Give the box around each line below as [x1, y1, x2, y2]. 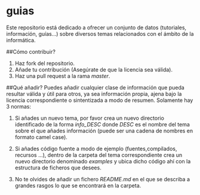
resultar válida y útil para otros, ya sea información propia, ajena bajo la [6, 90, 182, 97]
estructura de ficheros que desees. [14, 164, 101, 171]
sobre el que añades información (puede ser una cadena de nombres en [14, 127, 193, 134]
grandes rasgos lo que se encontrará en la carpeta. [14, 182, 141, 189]
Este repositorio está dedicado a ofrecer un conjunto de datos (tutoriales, [6, 24, 187, 31]
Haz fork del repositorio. [14, 60, 75, 67]
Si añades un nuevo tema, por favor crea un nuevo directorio [14, 114, 164, 122]
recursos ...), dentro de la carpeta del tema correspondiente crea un [14, 151, 183, 159]
